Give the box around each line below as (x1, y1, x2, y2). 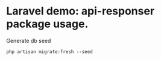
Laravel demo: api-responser (6, 4, 155, 18)
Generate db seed (6, 37, 51, 44)
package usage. (6, 17, 89, 31)
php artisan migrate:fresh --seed (6, 48, 93, 55)
